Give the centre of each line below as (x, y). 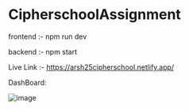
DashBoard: (27, 82)
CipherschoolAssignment (94, 15)
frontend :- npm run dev (48, 36)
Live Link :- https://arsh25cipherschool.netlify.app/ (91, 67)
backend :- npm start (43, 51)
